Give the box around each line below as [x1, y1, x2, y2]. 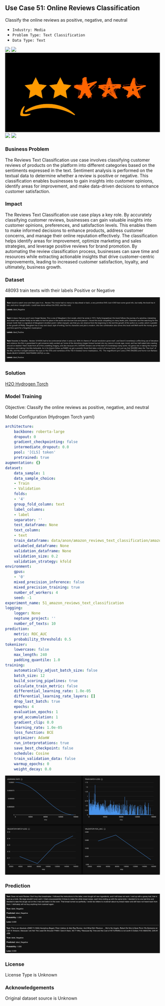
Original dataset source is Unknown [5, 995, 78, 1001]
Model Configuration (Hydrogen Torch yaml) [5, 413, 95, 420]
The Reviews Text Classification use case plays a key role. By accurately [5, 212, 152, 218]
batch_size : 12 [14, 673, 45, 678]
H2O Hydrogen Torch [5, 381, 49, 387]
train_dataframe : [14, 538, 50, 543]
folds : [14, 492, 27, 497]
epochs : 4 [14, 704, 34, 709]
